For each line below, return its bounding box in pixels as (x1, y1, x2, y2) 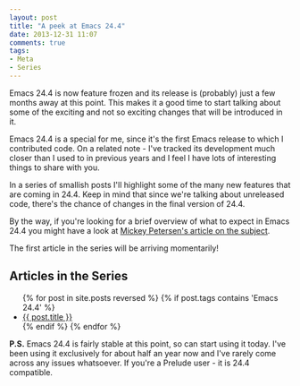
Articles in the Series (9, 269, 129, 284)
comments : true (9, 38, 66, 47)
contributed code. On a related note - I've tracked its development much (9, 142, 276, 153)
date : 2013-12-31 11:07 (9, 30, 98, 39)
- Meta (9, 55, 34, 64)
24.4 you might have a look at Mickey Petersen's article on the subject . (9, 225, 271, 236)
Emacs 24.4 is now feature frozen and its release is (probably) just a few (9, 87, 276, 99)
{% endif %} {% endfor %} (21, 321, 121, 331)
